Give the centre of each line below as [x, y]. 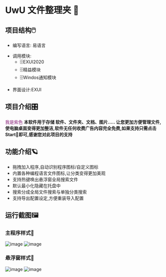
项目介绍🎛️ [22, 107]
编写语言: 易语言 [29, 45]
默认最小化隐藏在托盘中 [36, 186]
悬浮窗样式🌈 [20, 258]
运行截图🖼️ [22, 215]
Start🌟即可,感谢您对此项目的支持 [39, 134]
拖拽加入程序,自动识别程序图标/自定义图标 [55, 167]
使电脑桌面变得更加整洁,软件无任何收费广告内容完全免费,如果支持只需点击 [81, 128]
